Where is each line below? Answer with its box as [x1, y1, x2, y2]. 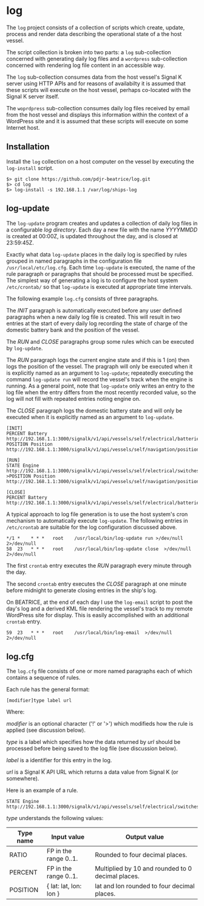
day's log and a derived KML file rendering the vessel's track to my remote [6, 604, 193, 612]
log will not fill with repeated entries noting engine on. [6, 395, 141, 402]
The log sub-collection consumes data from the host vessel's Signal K [6, 73, 182, 80]
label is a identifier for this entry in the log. [6, 757, 112, 764]
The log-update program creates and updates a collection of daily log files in [6, 219, 198, 227]
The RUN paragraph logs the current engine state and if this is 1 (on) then [6, 356, 190, 363]
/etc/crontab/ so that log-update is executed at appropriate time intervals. [6, 283, 193, 290]
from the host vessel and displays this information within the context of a [6, 111, 188, 118]
